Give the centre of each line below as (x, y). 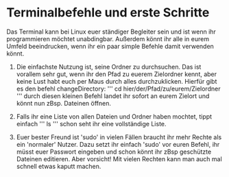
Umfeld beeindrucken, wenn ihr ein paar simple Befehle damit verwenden (110, 46)
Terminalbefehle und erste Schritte (108, 13)
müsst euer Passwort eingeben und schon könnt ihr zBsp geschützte (114, 152)
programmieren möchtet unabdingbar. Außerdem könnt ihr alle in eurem (108, 38)
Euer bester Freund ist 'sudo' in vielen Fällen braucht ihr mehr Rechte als (119, 137)
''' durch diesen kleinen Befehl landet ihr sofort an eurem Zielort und (113, 96)
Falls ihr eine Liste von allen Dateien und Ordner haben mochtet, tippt (114, 116)
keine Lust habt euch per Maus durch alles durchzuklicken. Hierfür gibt (117, 81)
